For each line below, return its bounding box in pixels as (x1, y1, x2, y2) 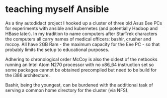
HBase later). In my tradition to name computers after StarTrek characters (5, 30, 157, 36)
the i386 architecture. (5, 72, 50, 78)
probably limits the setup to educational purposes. (5, 46, 110, 52)
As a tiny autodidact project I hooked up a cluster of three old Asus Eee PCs (5, 20, 162, 26)
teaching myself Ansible (5, 3, 109, 15)
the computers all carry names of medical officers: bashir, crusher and (5, 36, 151, 42)
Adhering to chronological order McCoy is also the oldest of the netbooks (5, 56, 157, 62)
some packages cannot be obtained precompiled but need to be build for (5, 66, 157, 73)
